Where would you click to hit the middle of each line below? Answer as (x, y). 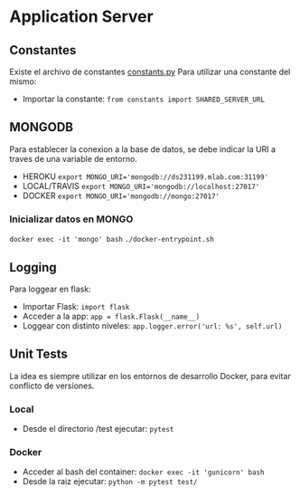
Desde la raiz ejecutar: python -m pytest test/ (110, 482)
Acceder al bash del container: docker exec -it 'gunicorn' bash (143, 472)
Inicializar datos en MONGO (71, 219)
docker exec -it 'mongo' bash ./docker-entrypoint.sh (112, 240)
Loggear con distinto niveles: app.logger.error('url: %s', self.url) (152, 325)
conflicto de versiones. (52, 386)
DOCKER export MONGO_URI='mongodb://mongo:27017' (121, 196)
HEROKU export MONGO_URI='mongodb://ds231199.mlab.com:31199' (145, 176)
